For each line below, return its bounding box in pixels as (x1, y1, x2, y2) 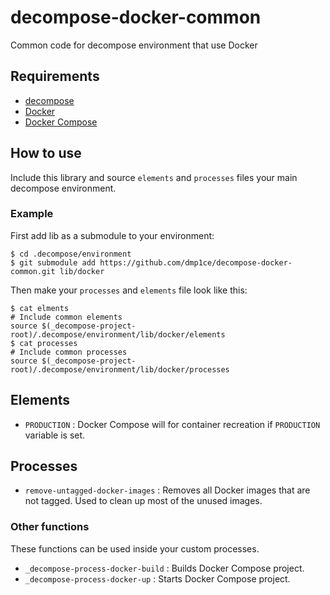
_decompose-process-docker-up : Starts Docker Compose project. (24, 572, 291, 585)
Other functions (10, 520, 90, 534)
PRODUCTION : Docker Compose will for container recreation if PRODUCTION (24, 418, 321, 430)
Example (10, 207, 54, 221)
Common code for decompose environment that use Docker (10, 39, 258, 51)
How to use (10, 145, 82, 162)
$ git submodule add (10, 257, 97, 268)
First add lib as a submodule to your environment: (10, 229, 215, 241)
